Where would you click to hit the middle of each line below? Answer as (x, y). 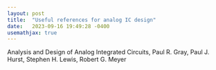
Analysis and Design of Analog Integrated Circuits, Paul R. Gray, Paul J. (108, 52)
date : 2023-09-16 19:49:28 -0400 (58, 26)
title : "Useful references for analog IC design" (82, 20)
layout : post (26, 13)
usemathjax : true (32, 33)
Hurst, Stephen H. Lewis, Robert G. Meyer (67, 60)
